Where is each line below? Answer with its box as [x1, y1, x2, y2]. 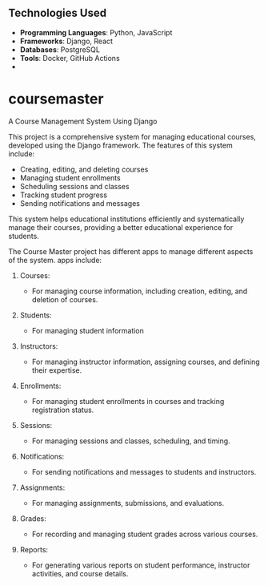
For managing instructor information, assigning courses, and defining [31, 357, 260, 366]
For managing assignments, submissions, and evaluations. [31, 498, 225, 507]
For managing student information [31, 325, 144, 335]
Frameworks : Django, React [19, 36, 114, 46]
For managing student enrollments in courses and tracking [31, 396, 225, 406]
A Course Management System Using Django [8, 116, 158, 126]
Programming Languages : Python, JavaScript [19, 27, 173, 37]
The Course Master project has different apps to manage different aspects [8, 246, 254, 256]
